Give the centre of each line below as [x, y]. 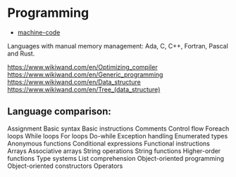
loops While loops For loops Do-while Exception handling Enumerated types [118, 136]
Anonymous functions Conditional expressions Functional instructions [108, 143]
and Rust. [21, 53]
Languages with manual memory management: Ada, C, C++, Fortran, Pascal [118, 46]
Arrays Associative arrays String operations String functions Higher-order [114, 151]
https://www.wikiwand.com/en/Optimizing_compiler [82, 67]
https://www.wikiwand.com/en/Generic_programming [85, 74]
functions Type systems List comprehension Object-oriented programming [116, 158]
